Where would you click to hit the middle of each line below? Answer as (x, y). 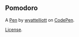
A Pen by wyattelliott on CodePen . (40, 20)
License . (14, 30)
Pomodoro (21, 8)
